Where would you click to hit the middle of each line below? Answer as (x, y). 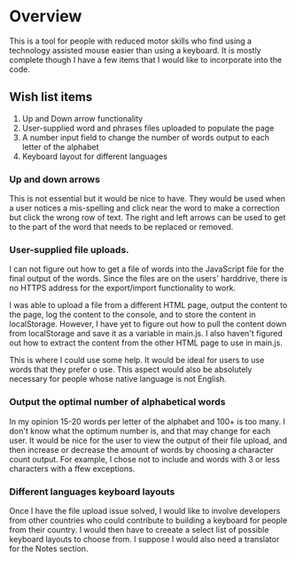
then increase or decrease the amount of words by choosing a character (141, 449)
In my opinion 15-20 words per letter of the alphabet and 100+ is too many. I (148, 421)
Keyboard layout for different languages (95, 156)
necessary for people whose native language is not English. (118, 379)
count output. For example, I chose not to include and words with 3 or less (145, 459)
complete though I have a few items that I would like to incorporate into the (145, 59)
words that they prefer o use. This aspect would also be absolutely (131, 369)
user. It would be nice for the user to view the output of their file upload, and (148, 440)
